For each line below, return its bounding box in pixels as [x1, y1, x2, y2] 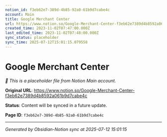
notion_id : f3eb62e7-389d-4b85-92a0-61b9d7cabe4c [5, 7, 110, 12]
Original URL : [5, 87, 33, 93]
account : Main [5, 12, 35, 17]
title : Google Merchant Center [5, 16, 70, 21]
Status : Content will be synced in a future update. [5, 102, 107, 108]
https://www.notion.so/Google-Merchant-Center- [34, 87, 135, 93]
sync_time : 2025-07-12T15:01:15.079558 [5, 40, 88, 45]
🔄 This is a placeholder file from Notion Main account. [5, 78, 116, 84]
